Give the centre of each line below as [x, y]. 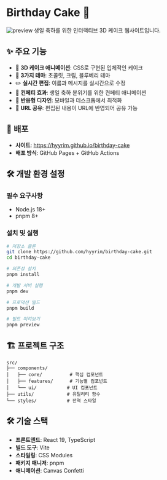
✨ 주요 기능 [27, 52]
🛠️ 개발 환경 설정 [36, 174]
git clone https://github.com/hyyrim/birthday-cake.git [79, 252]
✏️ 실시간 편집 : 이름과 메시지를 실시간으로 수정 [70, 83]
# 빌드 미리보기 [23, 319]
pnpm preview [23, 325]
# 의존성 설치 [21, 269]
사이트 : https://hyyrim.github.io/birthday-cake [72, 145]
